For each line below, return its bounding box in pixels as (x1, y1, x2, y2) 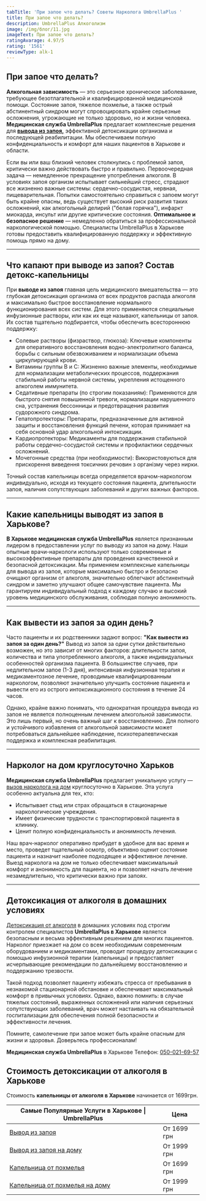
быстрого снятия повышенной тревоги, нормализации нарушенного (15, 396, 195, 403)
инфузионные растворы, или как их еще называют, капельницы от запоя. (6, 312, 199, 320)
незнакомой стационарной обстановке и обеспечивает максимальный (6, 985, 193, 992)
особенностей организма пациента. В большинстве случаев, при (6, 660, 178, 667)
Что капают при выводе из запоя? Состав (6, 260, 175, 271)
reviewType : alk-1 (6, 49, 53, 55)
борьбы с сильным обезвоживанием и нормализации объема (15, 350, 178, 358)
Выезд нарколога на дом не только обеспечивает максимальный (6, 859, 178, 866)
